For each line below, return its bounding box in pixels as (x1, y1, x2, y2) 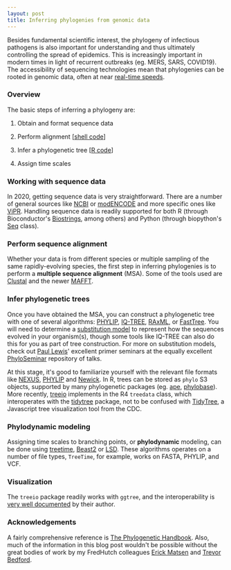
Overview (7, 89, 41, 99)
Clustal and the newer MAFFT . (7, 277, 93, 285)
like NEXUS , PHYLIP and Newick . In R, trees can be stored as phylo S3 (7, 375, 207, 383)
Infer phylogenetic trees (7, 294, 90, 304)
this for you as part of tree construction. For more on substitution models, (7, 339, 216, 347)
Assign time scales (17, 159, 71, 167)
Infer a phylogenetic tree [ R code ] (17, 146, 114, 154)
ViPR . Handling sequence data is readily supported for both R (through (7, 207, 209, 216)
